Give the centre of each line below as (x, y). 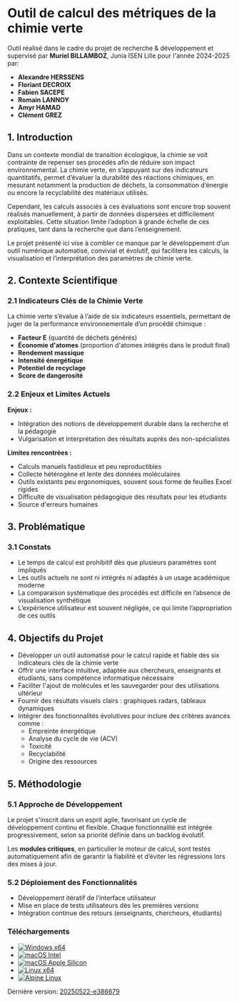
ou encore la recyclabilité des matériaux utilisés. (78, 192)
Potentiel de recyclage (52, 368)
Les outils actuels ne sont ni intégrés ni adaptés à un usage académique (124, 578)
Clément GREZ (40, 115)
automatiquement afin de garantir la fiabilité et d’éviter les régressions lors (117, 856)
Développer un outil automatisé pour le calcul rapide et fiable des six (118, 655)
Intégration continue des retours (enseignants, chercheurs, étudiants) (120, 913)
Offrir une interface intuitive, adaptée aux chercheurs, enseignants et (119, 670)
